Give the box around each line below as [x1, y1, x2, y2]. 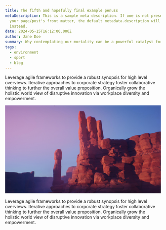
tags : [5, 45, 16, 50]
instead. [9, 24, 28, 29]
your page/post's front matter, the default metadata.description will [9, 18, 161, 23]
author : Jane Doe [5, 34, 41, 39]
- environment [9, 50, 39, 55]
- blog [9, 60, 23, 65]
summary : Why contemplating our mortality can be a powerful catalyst [5, 40, 154, 45]
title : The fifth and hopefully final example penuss [5, 8, 119, 13]
